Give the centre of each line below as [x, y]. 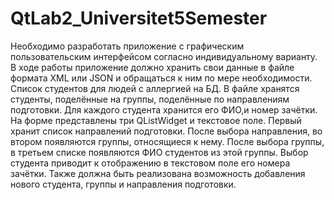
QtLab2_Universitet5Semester [139, 18]
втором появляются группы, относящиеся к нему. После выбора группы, [167, 141]
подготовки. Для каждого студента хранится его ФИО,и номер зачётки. [164, 109]
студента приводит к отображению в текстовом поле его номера [150, 163]
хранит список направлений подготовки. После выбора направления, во [166, 131]
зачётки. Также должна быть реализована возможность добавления [158, 173]
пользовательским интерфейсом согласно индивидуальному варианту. [164, 56]
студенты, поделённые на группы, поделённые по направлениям [150, 99]
